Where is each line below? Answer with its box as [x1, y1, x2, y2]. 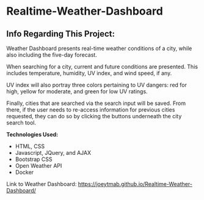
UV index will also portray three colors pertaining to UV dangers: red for [6, 81, 188, 88]
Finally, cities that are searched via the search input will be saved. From [6, 99, 186, 107]
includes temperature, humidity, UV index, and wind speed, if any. [6, 70, 172, 77]
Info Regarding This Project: [6, 29, 115, 39]
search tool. [6, 119, 37, 126]
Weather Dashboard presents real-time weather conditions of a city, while [6, 45, 192, 52]
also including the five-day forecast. [6, 51, 98, 59]
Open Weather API [15, 162, 62, 169]
